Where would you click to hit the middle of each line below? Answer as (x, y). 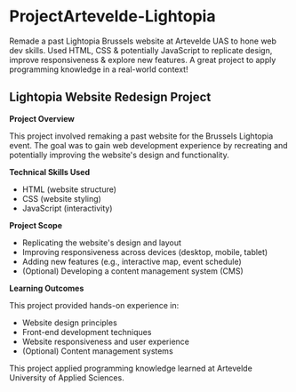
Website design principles (69, 323)
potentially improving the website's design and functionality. (119, 155)
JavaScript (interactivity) (67, 208)
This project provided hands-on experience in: (94, 305)
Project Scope (36, 225)
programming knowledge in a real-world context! (99, 69)
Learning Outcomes (47, 288)
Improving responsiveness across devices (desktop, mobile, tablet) (145, 252)
